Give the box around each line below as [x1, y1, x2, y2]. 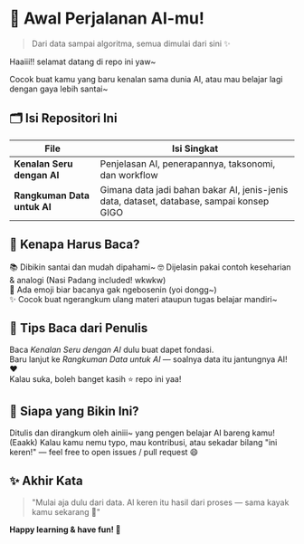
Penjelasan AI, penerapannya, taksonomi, [100, 157, 276, 170]
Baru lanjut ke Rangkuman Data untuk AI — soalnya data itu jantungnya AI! [9, 354, 288, 365]
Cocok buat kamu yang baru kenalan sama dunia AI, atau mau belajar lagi [9, 73, 283, 84]
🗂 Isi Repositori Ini [9, 110, 118, 126]
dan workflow [100, 168, 158, 181]
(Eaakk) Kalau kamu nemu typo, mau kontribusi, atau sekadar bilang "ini [9, 437, 278, 448]
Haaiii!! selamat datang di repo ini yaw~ [9, 56, 157, 67]
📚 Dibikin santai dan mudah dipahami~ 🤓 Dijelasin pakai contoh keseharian [9, 262, 291, 272]
